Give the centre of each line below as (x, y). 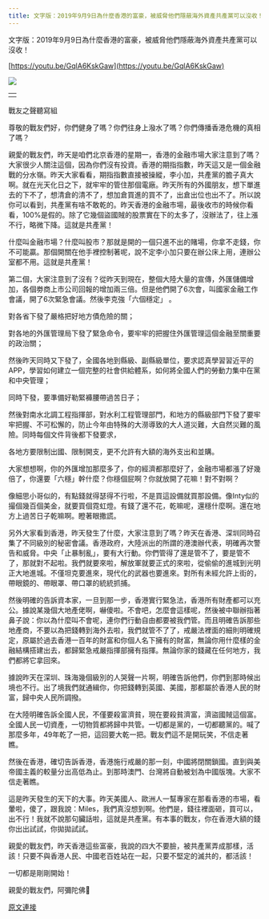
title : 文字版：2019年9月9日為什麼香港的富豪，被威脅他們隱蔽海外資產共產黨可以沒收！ (136, 16)
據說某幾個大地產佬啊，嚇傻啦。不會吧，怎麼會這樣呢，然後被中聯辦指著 (141, 610)
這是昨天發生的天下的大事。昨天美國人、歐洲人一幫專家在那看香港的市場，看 (134, 799)
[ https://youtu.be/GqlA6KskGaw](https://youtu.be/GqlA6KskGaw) (116, 66)
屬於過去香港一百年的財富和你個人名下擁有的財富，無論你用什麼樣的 (141, 640)
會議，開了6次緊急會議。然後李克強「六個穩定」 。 (92, 299)
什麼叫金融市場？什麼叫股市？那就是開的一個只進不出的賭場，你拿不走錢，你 (134, 242)
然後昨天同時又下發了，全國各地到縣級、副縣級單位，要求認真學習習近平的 (131, 360)
